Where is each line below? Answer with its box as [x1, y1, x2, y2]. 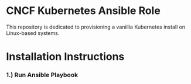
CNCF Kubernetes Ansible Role [6, 4, 161, 17]
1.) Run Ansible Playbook [6, 71, 78, 79]
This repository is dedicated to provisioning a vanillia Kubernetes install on [6, 23, 186, 30]
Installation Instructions [6, 50, 125, 64]
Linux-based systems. [6, 29, 60, 36]
